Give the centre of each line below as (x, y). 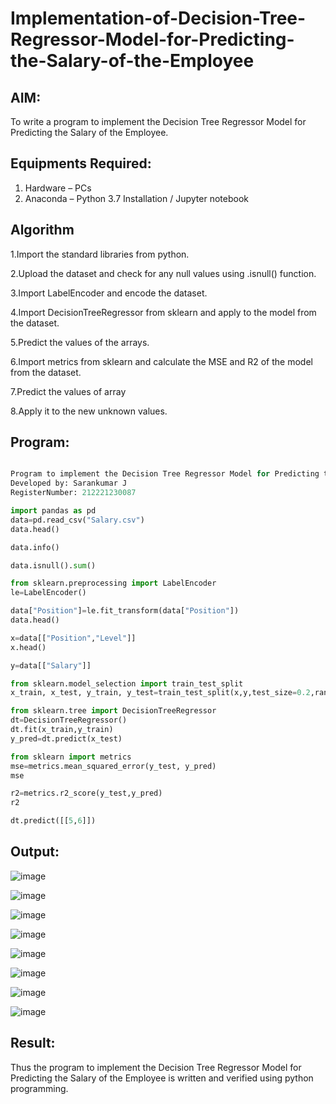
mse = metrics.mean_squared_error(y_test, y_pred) (113, 766)
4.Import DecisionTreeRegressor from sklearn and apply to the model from (163, 312)
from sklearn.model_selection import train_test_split (127, 683)
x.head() (28, 647)
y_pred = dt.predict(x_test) (66, 738)
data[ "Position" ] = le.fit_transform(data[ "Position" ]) (125, 611)
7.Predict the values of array (68, 391)
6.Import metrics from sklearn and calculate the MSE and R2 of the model (161, 361)
